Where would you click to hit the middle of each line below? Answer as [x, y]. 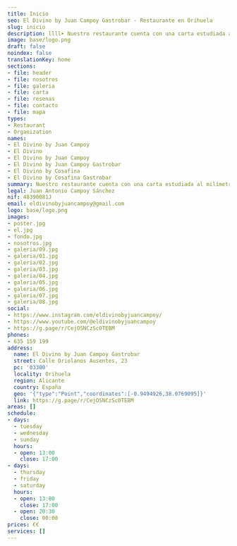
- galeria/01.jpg [33, 256]
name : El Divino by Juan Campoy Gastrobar [77, 354]
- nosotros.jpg [30, 243]
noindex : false [30, 54]
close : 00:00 [39, 519]
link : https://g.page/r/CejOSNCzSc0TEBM [74, 400]
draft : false [26, 46]
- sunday [26, 440]
